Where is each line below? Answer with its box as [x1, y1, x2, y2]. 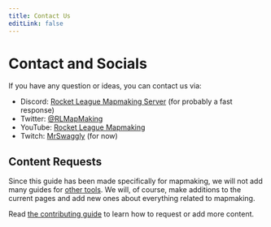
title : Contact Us [8, 11, 71, 20]
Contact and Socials [8, 54, 148, 73]
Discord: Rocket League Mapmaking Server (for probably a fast [20, 96, 234, 106]
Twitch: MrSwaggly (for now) [20, 131, 118, 141]
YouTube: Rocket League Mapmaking [20, 122, 146, 132]
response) [20, 105, 55, 115]
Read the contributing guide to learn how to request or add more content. [8, 209, 255, 219]
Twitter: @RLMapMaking [20, 114, 103, 124]
